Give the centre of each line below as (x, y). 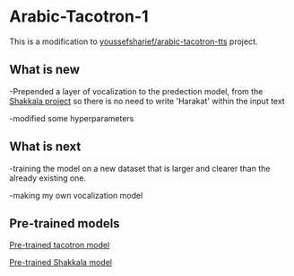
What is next (45, 147)
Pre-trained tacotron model (60, 245)
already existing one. (48, 178)
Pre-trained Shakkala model (61, 263)
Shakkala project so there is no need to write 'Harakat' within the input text (147, 101)
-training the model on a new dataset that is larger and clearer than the (140, 168)
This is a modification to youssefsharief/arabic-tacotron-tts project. (134, 41)
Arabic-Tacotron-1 (79, 17)
